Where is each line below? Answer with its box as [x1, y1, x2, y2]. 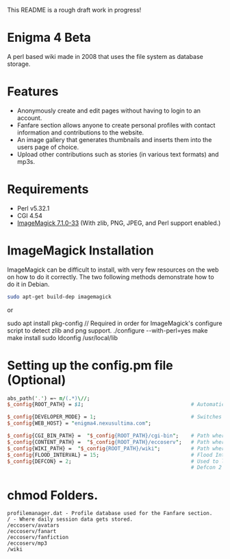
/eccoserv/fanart [7, 528, 57, 535]
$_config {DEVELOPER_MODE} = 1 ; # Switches [7, 414, 222, 420]
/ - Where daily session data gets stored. [7, 516, 133, 523]
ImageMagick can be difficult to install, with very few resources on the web [7, 265, 219, 274]
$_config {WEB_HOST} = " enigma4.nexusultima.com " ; [7, 420, 152, 427]
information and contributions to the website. [16, 128, 144, 136]
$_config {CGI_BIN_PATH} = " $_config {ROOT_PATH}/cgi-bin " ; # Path [7, 432, 210, 440]
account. [16, 113, 42, 122]
